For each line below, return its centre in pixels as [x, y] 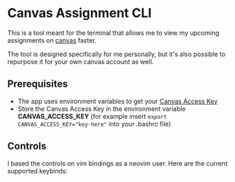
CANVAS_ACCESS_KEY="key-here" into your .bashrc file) [94, 124]
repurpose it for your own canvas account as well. [81, 61]
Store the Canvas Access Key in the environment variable [102, 109]
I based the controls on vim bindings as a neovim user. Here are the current [117, 163]
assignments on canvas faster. [52, 40]
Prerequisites [38, 84]
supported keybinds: [38, 171]
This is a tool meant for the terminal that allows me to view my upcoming [113, 33]
